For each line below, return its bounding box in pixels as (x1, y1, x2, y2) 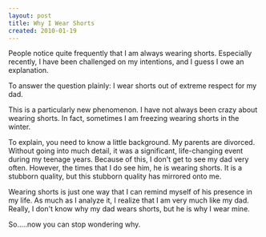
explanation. (8, 66, 50, 75)
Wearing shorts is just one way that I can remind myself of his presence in (8, 187, 252, 197)
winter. (8, 122, 31, 132)
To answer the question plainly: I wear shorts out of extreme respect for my (8, 81, 257, 90)
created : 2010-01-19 (8, 26, 78, 34)
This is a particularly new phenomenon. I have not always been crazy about (8, 105, 258, 114)
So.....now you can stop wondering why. (8, 219, 141, 229)
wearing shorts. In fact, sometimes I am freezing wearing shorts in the (8, 114, 240, 123)
